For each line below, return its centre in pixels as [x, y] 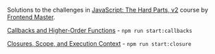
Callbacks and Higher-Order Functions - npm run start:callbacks [100, 30]
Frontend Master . [31, 17]
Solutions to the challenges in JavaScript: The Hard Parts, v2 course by [108, 10]
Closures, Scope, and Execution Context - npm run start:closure [99, 43]
